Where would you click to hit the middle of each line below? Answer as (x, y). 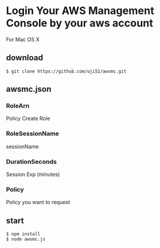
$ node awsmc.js (26, 239)
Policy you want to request (38, 202)
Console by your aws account (80, 23)
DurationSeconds (32, 161)
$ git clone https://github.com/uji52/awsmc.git (66, 71)
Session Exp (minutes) (33, 174)
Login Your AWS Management (80, 11)
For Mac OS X (23, 39)
